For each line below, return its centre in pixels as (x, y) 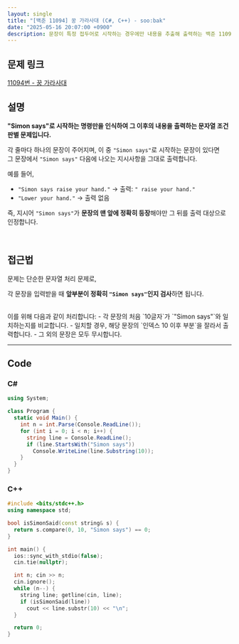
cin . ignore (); (34, 582)
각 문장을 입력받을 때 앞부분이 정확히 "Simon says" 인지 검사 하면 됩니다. (106, 294)
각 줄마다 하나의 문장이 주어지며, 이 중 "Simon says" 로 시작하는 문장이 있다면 (114, 149)
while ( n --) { (34, 589)
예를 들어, (21, 173)
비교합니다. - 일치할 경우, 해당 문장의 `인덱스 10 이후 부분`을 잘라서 (130, 325)
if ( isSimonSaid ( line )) (55, 601)
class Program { (31, 412)
